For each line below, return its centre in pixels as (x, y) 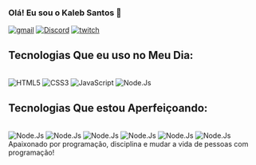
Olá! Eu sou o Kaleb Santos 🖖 (65, 13)
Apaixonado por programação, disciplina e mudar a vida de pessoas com (128, 143)
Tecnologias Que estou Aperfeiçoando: (108, 108)
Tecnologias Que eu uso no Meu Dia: (101, 55)
